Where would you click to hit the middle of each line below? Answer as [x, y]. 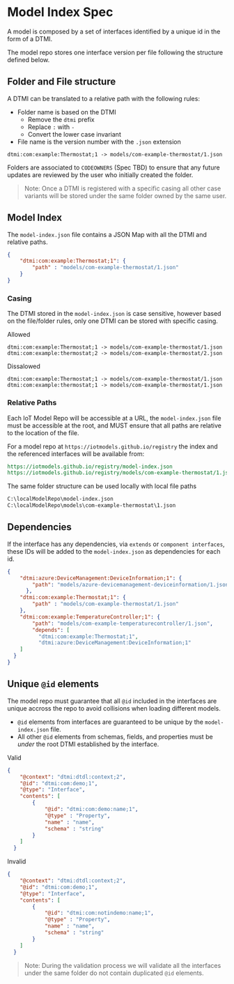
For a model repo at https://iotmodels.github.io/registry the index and [112, 446]
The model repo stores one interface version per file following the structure [115, 52]
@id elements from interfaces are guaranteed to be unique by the [110, 722]
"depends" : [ [51, 630]
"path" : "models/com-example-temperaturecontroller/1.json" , [123, 623]
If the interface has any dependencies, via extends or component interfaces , [116, 544]
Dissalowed [24, 366]
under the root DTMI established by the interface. [88, 744]
